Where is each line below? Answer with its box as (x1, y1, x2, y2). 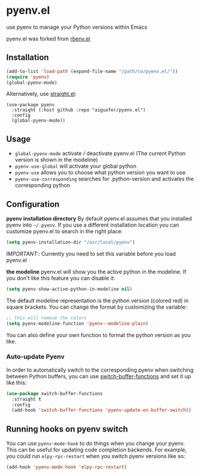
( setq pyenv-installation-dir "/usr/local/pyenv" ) (6, 239, 135, 245)
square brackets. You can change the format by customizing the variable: (6, 303, 187, 311)
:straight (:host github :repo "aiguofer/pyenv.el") (11, 107, 146, 113)
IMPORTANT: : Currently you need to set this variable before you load (6, 250, 176, 257)
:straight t (11, 396, 42, 402)
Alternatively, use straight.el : (6, 91, 77, 98)
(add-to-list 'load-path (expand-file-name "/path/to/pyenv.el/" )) (6, 68, 178, 74)
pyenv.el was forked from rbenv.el (6, 35, 91, 42)
